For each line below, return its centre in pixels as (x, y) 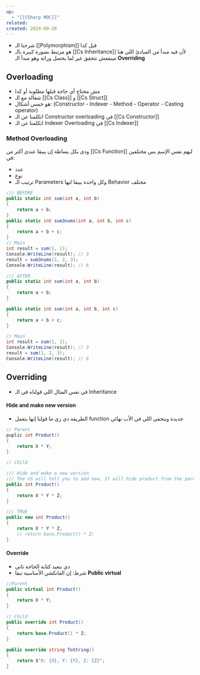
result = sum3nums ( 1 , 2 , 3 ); (42, 260)
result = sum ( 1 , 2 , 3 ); (36, 353)
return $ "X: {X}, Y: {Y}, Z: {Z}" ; (61, 661)
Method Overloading (37, 138)
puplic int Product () (33, 435)
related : (17, 23)
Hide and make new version (41, 405)
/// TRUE (17, 512)
